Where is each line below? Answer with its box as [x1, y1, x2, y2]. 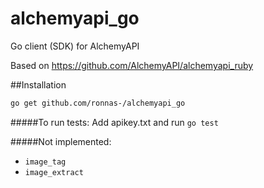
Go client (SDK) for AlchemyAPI [10, 40, 140, 52]
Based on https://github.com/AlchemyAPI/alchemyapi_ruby [10, 59, 254, 71]
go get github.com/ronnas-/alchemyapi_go [10, 98, 186, 108]
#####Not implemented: [10, 135, 112, 147]
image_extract [24, 167, 84, 177]
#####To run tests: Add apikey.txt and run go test [10, 116, 219, 128]
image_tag [24, 157, 67, 167]
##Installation [10, 78, 67, 91]
